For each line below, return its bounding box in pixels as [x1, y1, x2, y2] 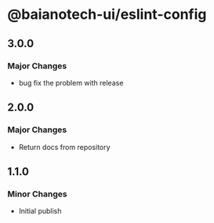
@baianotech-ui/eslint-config [7, 5, 207, 24]
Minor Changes [7, 188, 67, 199]
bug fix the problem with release [18, 78, 124, 87]
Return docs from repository [18, 142, 111, 152]
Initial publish [18, 207, 62, 216]
